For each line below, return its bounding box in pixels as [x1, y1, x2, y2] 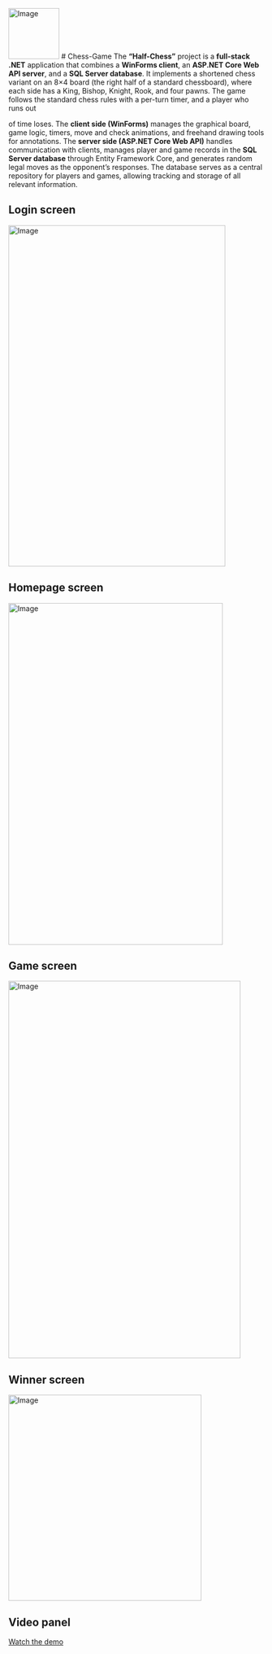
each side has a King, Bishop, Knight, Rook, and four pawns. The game [8, 86, 246, 95]
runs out [8, 103, 37, 113]
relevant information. [8, 180, 79, 189]
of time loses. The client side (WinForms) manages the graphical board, [8, 119, 251, 129]
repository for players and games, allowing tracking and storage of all [8, 171, 241, 181]
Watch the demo [8, 1637, 63, 1647]
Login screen [8, 203, 76, 217]
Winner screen [8, 1373, 85, 1386]
